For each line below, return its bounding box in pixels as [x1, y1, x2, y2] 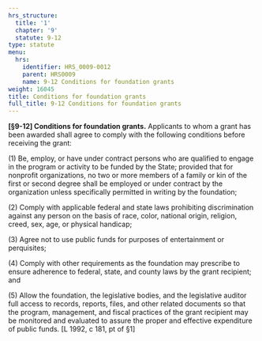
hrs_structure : [8, 11, 58, 20]
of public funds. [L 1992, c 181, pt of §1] [8, 324, 136, 334]
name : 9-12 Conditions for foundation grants [22, 78, 175, 85]
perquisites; [8, 243, 47, 253]
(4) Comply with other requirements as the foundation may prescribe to [8, 259, 241, 268]
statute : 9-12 [15, 33, 62, 42]
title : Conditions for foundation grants [8, 93, 147, 100]
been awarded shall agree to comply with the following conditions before [8, 130, 245, 139]
